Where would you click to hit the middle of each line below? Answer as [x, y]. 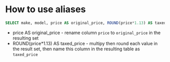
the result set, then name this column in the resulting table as [76, 49]
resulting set [26, 38]
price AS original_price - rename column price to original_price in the [87, 33]
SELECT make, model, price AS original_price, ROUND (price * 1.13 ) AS [79, 23]
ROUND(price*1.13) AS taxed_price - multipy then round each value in [85, 43]
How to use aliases [46, 9]
